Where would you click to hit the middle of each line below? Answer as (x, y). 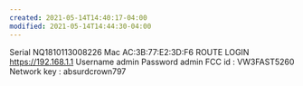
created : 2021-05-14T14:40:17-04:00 (78, 18)
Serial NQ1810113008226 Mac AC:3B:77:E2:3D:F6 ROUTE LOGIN (129, 52)
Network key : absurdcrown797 (68, 71)
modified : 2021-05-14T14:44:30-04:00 (80, 26)
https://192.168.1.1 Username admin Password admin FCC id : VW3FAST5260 (152, 62)
